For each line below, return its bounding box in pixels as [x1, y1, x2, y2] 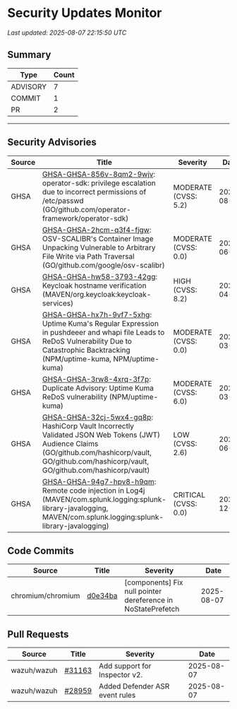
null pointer [124, 587, 162, 597]
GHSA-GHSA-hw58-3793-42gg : [42, 271, 158, 281]
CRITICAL [173, 490, 206, 500]
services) [42, 298, 74, 308]
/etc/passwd [42, 196, 84, 206]
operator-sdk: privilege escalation [42, 178, 157, 188]
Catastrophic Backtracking [42, 345, 130, 355]
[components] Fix [124, 578, 183, 587]
